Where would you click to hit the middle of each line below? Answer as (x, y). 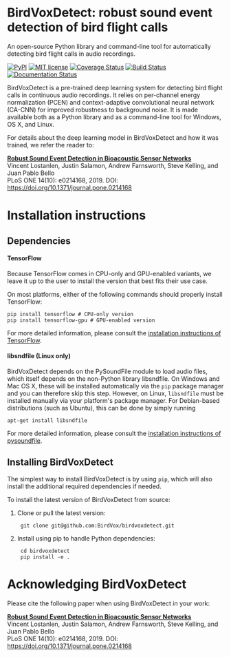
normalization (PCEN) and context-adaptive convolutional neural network (111, 102)
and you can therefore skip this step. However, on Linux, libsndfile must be (115, 393)
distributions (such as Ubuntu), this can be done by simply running (101, 408)
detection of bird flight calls (88, 27)
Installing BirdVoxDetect (60, 462)
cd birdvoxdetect (45, 551)
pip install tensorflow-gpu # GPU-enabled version (81, 320)
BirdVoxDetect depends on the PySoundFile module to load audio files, (107, 371)
